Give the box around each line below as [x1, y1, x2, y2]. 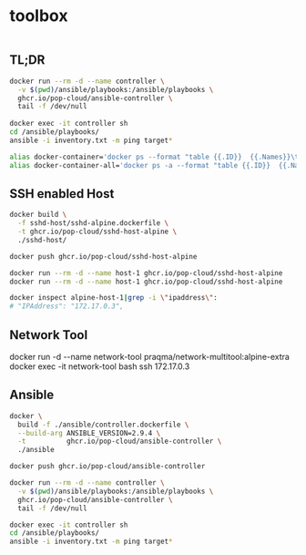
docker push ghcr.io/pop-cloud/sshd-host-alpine [9, 252, 198, 261]
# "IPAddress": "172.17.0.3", [9, 302, 125, 311]
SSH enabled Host [9, 186, 115, 201]
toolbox [9, 5, 68, 26]
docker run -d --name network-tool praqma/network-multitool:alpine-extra [9, 352, 290, 362]
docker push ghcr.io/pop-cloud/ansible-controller [9, 462, 206, 471]
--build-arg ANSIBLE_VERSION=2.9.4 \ [17, 428, 161, 437]
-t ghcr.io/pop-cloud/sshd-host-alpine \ [17, 227, 178, 237]
